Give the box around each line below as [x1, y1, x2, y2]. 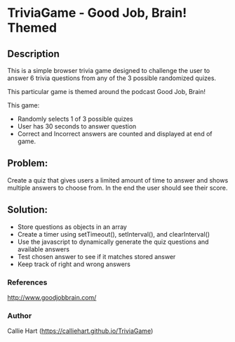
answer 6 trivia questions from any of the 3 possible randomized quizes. [7, 74, 216, 82]
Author [7, 310, 32, 320]
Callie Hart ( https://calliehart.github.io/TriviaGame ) [7, 327, 154, 335]
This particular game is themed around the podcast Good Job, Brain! [7, 88, 206, 96]
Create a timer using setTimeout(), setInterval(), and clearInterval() [17, 230, 210, 238]
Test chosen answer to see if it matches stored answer [17, 252, 176, 261]
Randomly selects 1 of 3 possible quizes [17, 114, 133, 123]
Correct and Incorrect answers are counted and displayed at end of [17, 130, 213, 138]
